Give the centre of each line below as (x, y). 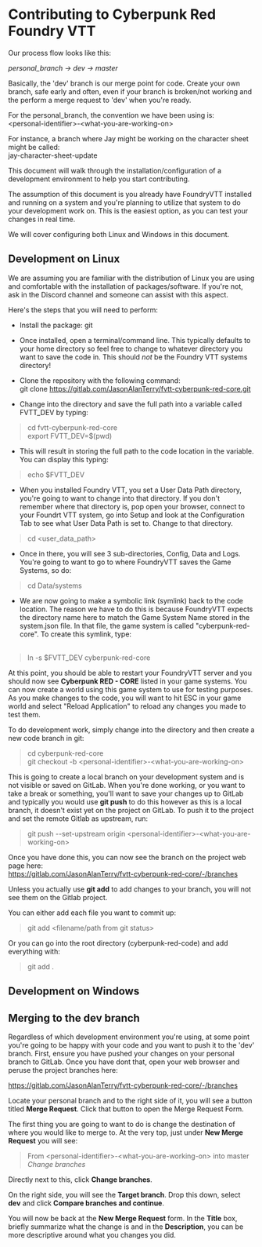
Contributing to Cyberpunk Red (112, 15)
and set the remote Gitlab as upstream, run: (78, 819)
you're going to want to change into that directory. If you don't (120, 498)
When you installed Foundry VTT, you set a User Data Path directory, (131, 490)
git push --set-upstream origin (76, 833)
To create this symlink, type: (86, 634)
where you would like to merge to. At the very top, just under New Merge (126, 1132)
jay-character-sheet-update (53, 155)
